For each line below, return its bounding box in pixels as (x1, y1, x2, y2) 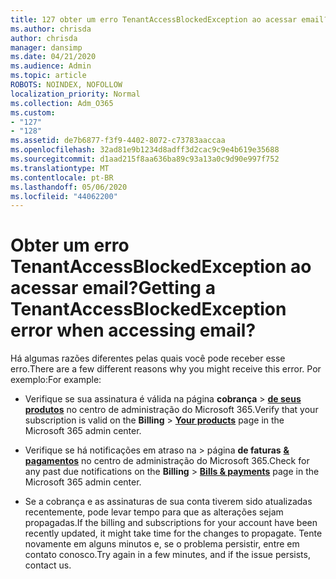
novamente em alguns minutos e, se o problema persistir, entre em (24, 538, 300, 550)
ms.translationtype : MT (10, 163, 110, 173)
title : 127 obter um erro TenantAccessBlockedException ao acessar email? (10, 14, 329, 25)
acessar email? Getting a (10, 277, 216, 300)
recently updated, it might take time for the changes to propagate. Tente (24, 527, 323, 540)
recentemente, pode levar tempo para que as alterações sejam (24, 506, 284, 518)
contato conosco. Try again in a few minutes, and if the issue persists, (24, 549, 311, 561)
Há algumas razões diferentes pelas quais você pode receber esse (10, 352, 286, 365)
